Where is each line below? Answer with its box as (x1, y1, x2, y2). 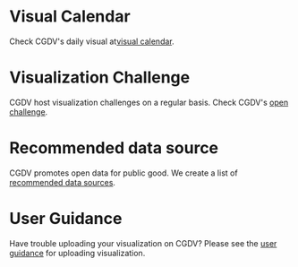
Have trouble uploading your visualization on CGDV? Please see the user (9, 237, 277, 248)
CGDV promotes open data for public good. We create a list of (9, 168, 239, 178)
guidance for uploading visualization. (9, 247, 146, 258)
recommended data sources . (9, 177, 116, 187)
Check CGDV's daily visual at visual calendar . (9, 36, 175, 47)
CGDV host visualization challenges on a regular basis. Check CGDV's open (9, 97, 289, 108)
